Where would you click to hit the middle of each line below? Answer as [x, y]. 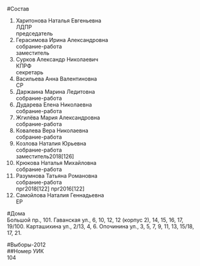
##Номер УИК [26, 251]
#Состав [18, 9]
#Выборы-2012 [27, 245]
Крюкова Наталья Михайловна [56, 163]
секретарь [30, 72]
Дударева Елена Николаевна [54, 105]
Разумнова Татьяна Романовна [57, 176]
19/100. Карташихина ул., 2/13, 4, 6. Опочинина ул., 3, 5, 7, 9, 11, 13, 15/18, [101, 226]
